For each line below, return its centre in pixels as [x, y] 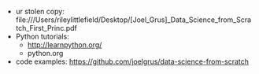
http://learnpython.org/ [65, 45]
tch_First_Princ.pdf [46, 28]
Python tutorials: [42, 36]
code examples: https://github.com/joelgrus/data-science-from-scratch [132, 61]
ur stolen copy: [40, 11]
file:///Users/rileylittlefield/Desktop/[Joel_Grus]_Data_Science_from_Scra [133, 20]
